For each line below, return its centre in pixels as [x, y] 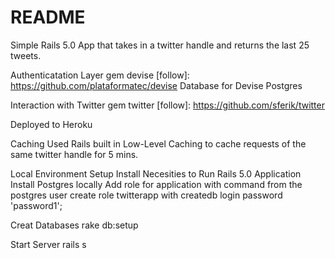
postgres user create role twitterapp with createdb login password [146, 195]
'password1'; [36, 205]
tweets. [26, 55]
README [48, 17]
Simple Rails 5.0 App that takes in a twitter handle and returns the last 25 [160, 45]
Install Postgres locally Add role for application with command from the [156, 184]
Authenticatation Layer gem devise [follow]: [100, 75]
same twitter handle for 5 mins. [74, 154]
